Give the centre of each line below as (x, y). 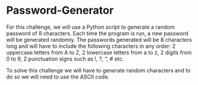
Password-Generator (60, 10)
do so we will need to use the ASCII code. (58, 77)
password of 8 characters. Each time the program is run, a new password (97, 33)
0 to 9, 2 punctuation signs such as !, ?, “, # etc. (65, 59)
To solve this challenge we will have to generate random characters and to (98, 70)
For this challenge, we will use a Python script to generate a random (91, 27)
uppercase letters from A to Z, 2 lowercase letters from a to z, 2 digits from (99, 52)
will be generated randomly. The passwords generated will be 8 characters (99, 40)
